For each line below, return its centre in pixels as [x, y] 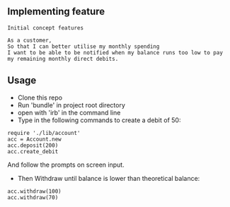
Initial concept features [45, 28]
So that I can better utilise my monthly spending [84, 46]
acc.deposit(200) [33, 145]
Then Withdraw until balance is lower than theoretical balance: [109, 178]
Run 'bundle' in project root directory [71, 105]
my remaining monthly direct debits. [63, 59]
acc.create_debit [33, 151]
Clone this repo [40, 97]
